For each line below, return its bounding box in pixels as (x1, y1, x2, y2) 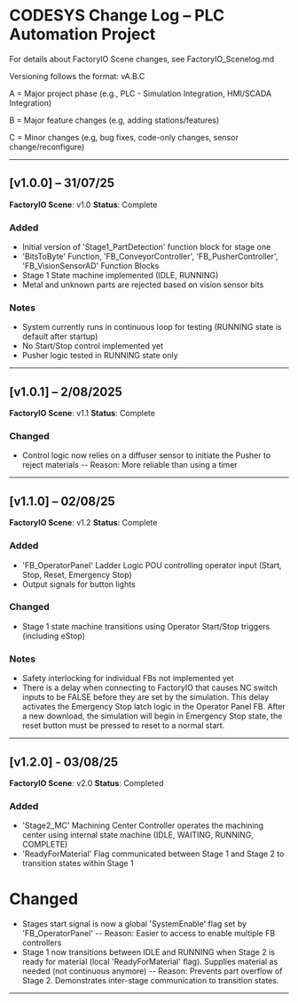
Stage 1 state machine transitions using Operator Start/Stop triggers (21, 621, 271, 631)
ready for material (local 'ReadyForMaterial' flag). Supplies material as (21, 957, 278, 967)
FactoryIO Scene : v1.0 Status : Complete (9, 199, 158, 210)
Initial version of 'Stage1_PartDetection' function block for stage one (21, 242, 271, 253)
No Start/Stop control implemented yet (21, 341, 164, 351)
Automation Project (9, 24, 156, 44)
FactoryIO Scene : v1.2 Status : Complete (9, 518, 158, 528)
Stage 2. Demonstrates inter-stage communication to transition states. (21, 975, 279, 986)
